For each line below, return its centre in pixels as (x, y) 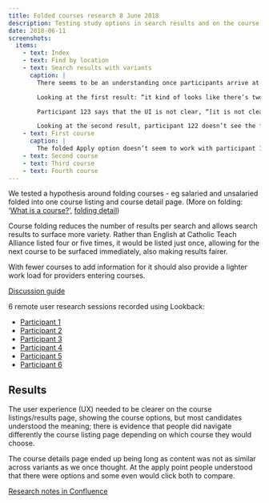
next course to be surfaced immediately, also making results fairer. (118, 251)
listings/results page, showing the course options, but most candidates (125, 418)
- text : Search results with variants (87, 68)
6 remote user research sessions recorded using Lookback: (107, 307)
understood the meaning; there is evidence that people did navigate (120, 426)
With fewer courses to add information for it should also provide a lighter (128, 267)
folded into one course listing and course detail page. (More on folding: (125, 202)
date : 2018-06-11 (37, 30)
